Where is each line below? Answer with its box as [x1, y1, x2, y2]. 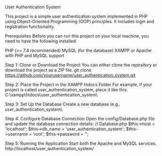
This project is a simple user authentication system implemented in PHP [5, 14, 148, 19]
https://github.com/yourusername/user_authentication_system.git [5, 72, 136, 78]
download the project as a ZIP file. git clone [5, 67, 92, 73]
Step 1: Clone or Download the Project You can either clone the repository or [5, 62, 157, 68]
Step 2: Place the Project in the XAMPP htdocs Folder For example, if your [5, 82, 152, 87]
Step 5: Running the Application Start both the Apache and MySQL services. [5, 141, 157, 146]
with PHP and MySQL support [5, 53, 64, 58]
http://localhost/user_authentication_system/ [5, 146, 94, 151]
